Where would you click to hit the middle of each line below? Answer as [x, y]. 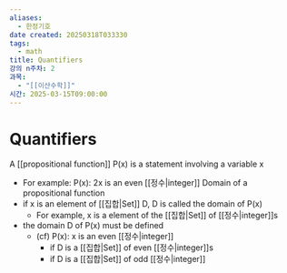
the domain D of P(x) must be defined [93, 226]
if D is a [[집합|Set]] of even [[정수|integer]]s [131, 248]
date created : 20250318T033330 [69, 35]
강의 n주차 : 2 [32, 69]
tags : [20, 43]
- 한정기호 [35, 26]
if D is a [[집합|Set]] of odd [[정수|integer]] [128, 259]
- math [30, 52]
